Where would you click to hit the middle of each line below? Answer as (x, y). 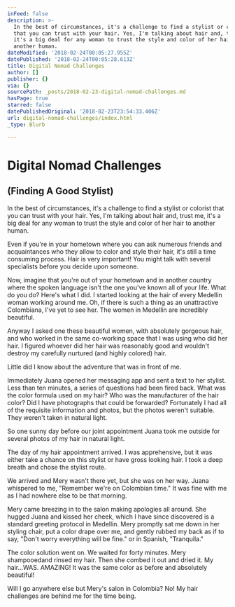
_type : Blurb (26, 124)
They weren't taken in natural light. (57, 417)
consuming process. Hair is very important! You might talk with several (109, 259)
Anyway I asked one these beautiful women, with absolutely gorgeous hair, (115, 331)
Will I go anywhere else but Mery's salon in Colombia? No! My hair (103, 588)
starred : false (29, 105)
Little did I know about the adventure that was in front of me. (94, 367)
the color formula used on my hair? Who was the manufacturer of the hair (113, 395)
